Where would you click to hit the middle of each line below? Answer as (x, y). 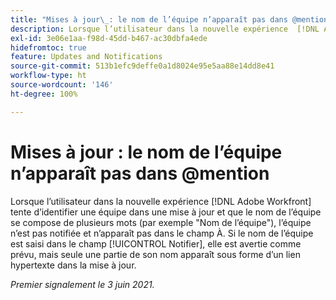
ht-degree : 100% (44, 94)
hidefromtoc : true (48, 47)
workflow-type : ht (48, 76)
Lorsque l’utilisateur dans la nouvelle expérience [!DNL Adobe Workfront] (161, 201)
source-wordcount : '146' (62, 85)
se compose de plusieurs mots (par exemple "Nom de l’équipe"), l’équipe (161, 222)
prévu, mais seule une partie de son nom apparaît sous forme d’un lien (155, 254)
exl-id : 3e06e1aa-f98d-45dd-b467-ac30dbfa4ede (109, 38)
